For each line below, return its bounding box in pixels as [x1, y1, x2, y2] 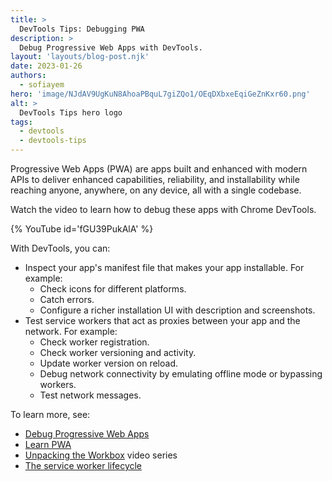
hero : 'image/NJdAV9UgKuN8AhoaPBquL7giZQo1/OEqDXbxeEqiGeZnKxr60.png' [10, 89, 311, 99]
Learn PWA [24, 439, 72, 450]
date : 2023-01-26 [10, 61, 83, 71]
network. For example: [24, 326, 118, 337]
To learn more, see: [10, 409, 91, 420]
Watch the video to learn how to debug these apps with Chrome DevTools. [10, 204, 317, 215]
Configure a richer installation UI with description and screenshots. [39, 304, 316, 316]
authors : [10, 71, 47, 81]
